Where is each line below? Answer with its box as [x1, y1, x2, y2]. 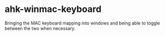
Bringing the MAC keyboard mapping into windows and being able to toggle [4, 20, 160, 26]
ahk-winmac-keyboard [4, 3, 102, 15]
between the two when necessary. [4, 25, 76, 31]
